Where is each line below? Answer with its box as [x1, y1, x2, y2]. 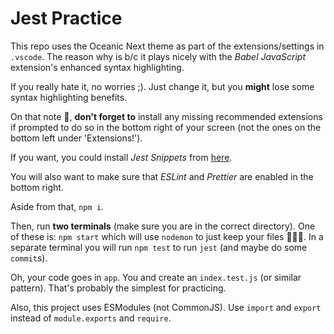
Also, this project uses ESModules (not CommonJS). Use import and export [10, 301, 322, 313]
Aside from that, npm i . [10, 200, 105, 212]
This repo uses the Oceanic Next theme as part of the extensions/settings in [10, 40, 325, 52]
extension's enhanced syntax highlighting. [10, 61, 185, 73]
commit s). [10, 252, 48, 264]
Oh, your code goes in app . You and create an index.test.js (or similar [10, 271, 302, 283]
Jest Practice [10, 7, 123, 30]
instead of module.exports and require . [10, 312, 172, 324]
